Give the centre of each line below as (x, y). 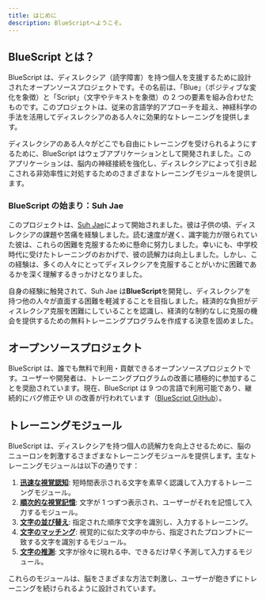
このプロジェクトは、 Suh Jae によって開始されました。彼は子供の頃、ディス (132, 224)
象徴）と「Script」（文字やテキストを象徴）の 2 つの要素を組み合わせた (138, 97)
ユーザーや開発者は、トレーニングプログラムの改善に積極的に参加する (135, 378)
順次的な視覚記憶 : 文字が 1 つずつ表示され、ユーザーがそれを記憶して (132, 503)
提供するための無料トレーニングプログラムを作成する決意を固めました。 (140, 321)
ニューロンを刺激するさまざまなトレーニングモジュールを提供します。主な (129, 456)
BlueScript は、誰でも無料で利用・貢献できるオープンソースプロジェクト (126, 368)
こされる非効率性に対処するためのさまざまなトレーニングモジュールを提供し (133, 173)
